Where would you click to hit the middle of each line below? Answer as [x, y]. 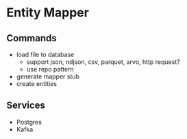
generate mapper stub [48, 76]
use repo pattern [50, 69]
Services [26, 106]
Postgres [29, 122]
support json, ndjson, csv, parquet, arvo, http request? [103, 62]
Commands [32, 38]
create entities [37, 84]
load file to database [45, 54]
